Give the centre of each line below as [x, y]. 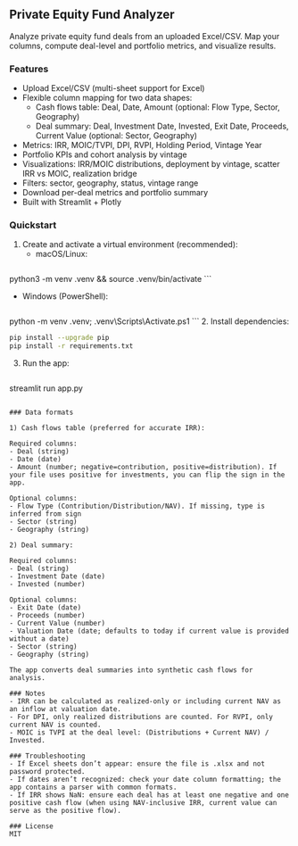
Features [29, 69]
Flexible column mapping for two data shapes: [107, 98]
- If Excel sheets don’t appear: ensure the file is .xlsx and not [137, 764]
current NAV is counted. [55, 725]
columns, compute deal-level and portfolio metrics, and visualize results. [143, 46]
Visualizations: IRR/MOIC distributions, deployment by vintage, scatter [151, 164]
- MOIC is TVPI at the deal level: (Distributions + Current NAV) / [139, 733]
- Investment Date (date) [57, 576]
